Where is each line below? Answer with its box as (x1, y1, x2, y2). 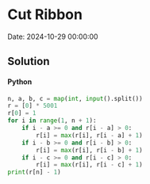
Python (7, 77, 33, 86)
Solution (7, 55, 50, 68)
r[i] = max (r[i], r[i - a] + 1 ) (36, 131, 144, 140)
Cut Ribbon (7, 6, 83, 24)
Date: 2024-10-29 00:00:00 (7, 32, 98, 41)
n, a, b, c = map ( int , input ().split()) (7, 94, 144, 102)
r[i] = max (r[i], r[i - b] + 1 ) (36, 146, 144, 154)
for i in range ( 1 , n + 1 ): (7, 117, 97, 125)
